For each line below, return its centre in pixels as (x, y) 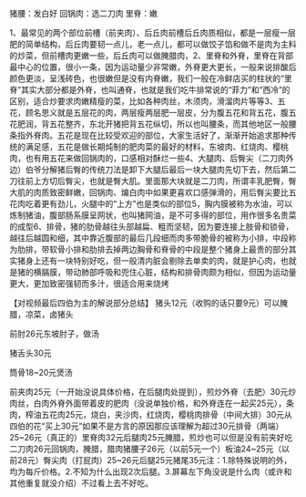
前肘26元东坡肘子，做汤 (55, 334)
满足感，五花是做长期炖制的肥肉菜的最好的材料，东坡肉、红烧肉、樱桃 (157, 147)
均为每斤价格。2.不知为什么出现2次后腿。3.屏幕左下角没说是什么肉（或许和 (151, 471)
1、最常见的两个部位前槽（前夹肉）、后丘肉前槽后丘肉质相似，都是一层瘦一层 (153, 33)
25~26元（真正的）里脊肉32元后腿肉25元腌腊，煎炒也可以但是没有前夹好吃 (151, 437)
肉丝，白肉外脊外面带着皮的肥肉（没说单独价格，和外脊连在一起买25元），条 (152, 403)
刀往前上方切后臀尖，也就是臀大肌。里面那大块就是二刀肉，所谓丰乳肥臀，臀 (153, 181)
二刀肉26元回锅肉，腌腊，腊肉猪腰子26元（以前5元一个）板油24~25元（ (146, 449)
